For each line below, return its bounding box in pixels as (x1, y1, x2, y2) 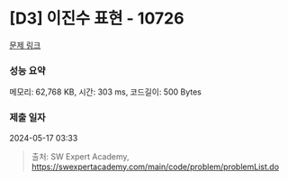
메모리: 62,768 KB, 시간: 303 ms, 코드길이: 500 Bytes (9, 86, 202, 97)
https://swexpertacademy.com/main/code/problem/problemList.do (31, 161, 280, 172)
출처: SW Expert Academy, (31, 150, 130, 162)
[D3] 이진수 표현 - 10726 (9, 8, 184, 29)
